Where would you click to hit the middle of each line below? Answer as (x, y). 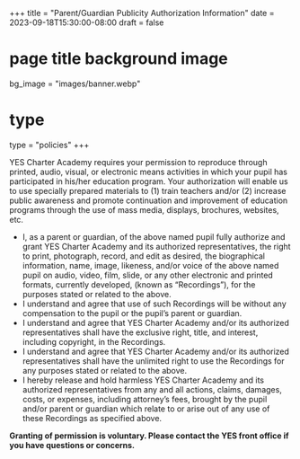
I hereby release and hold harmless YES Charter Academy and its (143, 380)
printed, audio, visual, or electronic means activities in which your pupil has (148, 172)
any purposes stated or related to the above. (104, 370)
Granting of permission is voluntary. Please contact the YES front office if (149, 436)
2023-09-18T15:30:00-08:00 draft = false (87, 22)
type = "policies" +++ (49, 145)
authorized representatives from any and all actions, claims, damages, (152, 389)
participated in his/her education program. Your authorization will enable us (149, 181)
